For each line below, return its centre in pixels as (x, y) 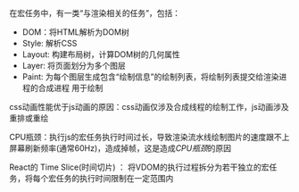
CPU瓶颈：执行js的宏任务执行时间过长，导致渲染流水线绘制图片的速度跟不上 (149, 137)
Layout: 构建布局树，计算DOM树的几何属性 (101, 54)
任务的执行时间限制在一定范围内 (115, 178)
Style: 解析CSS (50, 43)
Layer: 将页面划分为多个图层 (74, 66)
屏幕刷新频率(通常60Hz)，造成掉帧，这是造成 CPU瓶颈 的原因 (120, 148)
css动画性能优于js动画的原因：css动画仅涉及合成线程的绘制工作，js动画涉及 (149, 107)
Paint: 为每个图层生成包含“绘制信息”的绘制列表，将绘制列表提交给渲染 (150, 77)
